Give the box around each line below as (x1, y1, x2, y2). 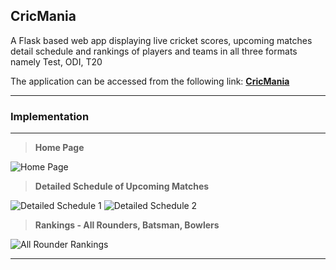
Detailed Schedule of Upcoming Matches (34, 180, 210, 193)
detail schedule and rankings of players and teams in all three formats (10, 45, 298, 57)
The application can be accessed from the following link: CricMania (10, 75, 290, 87)
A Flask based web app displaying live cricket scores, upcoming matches (10, 34, 313, 46)
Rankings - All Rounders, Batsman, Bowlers (34, 219, 220, 231)
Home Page (34, 142, 85, 154)
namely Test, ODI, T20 (10, 55, 103, 68)
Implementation (10, 109, 90, 123)
